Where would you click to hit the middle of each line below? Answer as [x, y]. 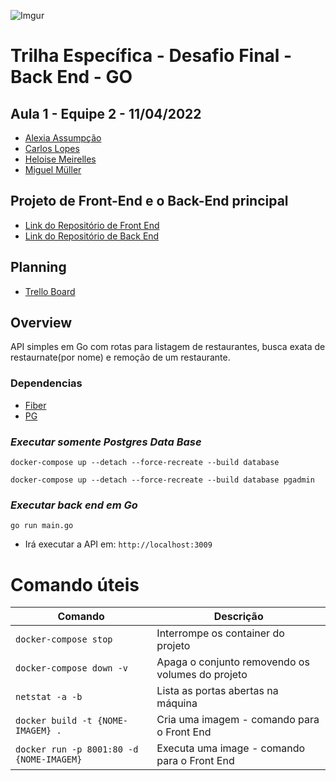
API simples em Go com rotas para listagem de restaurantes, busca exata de [168, 347]
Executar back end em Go [74, 505]
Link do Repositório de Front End [92, 225]
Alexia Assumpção [63, 138]
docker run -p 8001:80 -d [77, 749]
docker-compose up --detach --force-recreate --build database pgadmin [162, 480]
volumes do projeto [202, 675]
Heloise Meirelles [60, 159]
